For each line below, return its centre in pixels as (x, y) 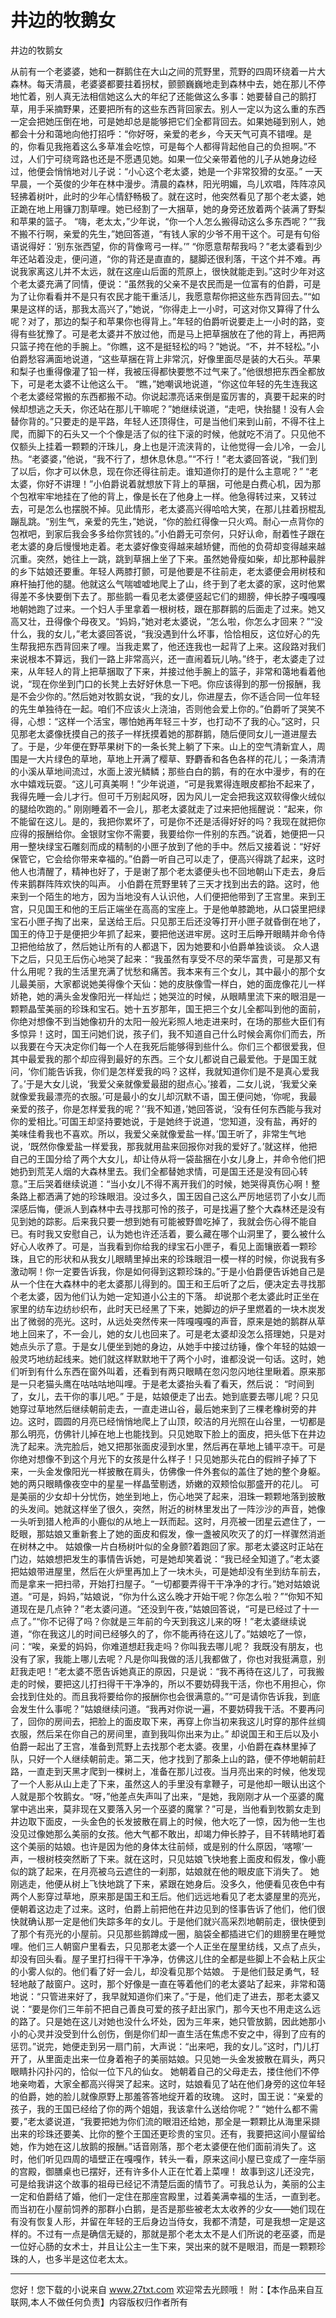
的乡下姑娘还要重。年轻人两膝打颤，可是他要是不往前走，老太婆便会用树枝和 (168, 571)
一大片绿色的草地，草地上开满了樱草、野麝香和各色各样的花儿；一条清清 (176, 758)
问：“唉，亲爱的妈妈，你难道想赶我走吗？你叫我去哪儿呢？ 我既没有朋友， (162, 1646)
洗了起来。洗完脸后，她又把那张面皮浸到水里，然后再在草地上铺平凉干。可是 (168, 1446)
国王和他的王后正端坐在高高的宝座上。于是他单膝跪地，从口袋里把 (180, 908)
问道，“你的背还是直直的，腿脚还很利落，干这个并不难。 (196, 258)
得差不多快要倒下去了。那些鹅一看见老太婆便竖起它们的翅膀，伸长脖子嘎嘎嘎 (168, 596)
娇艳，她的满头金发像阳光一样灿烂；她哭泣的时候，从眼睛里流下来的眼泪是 (163, 996)
